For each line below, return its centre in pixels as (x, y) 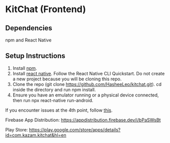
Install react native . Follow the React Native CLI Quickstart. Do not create (89, 73)
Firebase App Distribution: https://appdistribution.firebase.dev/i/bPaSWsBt (83, 120)
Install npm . (25, 68)
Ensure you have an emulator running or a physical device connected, (86, 95)
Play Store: (16, 129)
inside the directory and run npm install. (54, 89)
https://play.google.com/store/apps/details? (75, 129)
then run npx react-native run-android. (53, 100)
